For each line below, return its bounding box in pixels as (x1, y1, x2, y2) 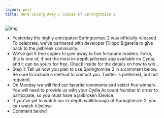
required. (12, 77, 31, 83)
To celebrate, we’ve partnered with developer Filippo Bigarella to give (12, 40, 154, 46)
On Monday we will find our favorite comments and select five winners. (12, 82, 157, 88)
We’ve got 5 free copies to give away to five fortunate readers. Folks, (12, 50, 153, 57)
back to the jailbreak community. (12, 45, 79, 51)
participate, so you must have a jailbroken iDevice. (12, 92, 115, 98)
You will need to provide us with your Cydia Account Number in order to (12, 87, 159, 93)
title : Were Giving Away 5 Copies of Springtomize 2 (5, 12, 116, 17)
